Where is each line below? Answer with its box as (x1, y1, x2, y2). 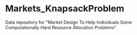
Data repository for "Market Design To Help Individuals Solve (5, 19, 132, 25)
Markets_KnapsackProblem (5, 3, 125, 14)
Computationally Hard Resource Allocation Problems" (5, 24, 117, 30)
